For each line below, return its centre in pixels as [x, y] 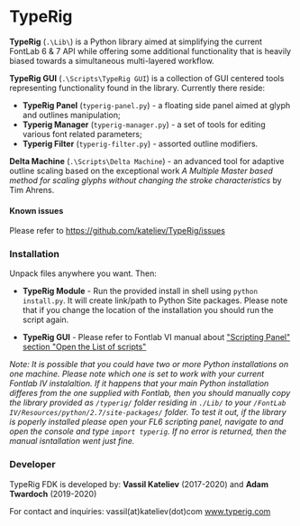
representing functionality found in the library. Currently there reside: [137, 88]
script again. [45, 320]
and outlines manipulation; [71, 115]
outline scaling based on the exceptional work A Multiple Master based [141, 171]
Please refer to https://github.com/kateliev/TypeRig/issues [117, 231]
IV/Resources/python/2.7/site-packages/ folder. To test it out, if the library [148, 412]
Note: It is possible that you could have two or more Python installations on [149, 365]
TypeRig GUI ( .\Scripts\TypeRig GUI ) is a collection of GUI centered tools [147, 78]
